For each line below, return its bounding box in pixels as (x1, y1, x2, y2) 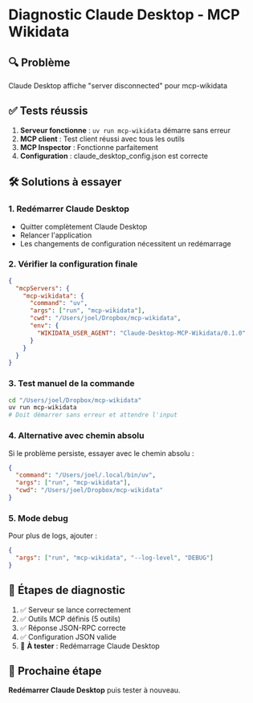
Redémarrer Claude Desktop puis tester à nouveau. (8, 685, 181, 695)
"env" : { (29, 322, 59, 330)
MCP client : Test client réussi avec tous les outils (19, 134, 185, 144)
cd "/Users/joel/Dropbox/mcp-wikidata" (8, 396, 142, 404)
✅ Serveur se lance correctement (19, 604, 131, 615)
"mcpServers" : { (15, 284, 70, 292)
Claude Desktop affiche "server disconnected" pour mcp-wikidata (8, 81, 227, 90)
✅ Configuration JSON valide (19, 632, 116, 641)
